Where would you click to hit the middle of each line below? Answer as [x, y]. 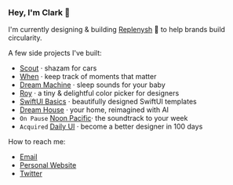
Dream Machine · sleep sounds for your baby [93, 85]
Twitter [31, 174]
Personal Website [48, 165]
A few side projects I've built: [55, 53]
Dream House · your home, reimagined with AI [94, 110]
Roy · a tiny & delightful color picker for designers [99, 93]
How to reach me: [37, 142]
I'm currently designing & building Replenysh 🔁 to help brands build [117, 30]
